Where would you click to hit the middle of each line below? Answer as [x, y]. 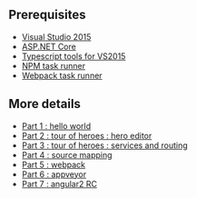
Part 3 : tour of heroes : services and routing [104, 145]
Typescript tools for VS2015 [74, 56]
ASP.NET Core [49, 46]
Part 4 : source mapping [67, 154]
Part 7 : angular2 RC [59, 183]
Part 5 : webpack [54, 164]
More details [44, 104]
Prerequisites [47, 15]
